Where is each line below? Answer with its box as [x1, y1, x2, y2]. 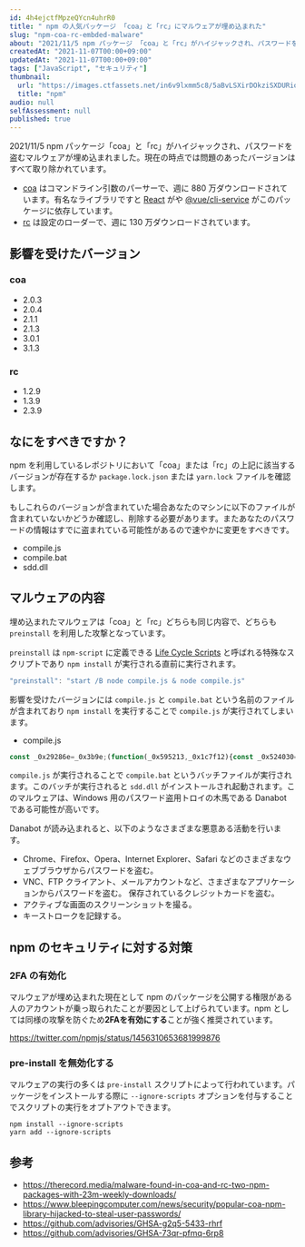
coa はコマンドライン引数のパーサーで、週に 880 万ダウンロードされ [22, 183, 280, 193]
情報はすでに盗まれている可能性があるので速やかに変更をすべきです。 [33, 524, 295, 535]
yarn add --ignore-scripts [9, 1128, 112, 1137]
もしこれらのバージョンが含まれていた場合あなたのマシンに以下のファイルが [9, 501, 296, 512]
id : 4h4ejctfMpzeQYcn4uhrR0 [9, 13, 116, 23]
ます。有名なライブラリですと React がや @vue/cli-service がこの [30, 194, 276, 205]
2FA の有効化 [9, 969, 66, 982]
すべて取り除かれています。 [9, 163, 112, 174]
